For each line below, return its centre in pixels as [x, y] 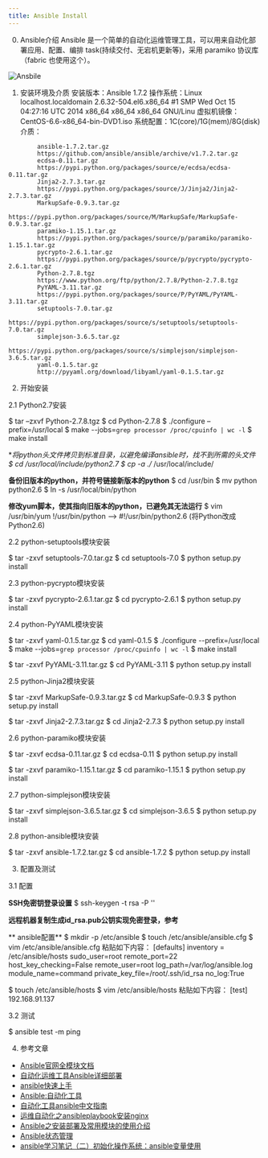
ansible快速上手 [46, 1085]
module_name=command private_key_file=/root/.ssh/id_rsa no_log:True [126, 973]
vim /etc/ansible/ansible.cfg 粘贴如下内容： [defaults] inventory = [116, 947]
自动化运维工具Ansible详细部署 [71, 1075]
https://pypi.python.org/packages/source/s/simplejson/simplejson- [124, 351]
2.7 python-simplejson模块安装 [59, 794]
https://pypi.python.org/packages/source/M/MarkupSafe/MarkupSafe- [124, 217]
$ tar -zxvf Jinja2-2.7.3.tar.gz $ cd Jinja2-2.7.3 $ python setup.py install [126, 721]
